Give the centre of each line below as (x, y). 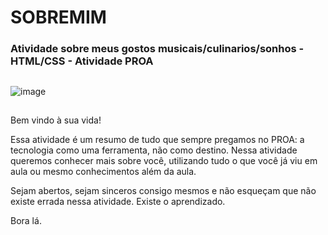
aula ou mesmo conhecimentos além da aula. (103, 171)
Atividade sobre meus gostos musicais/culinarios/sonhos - (157, 49)
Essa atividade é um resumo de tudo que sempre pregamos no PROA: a (157, 139)
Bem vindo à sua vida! (56, 120)
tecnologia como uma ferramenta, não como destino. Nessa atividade (154, 150)
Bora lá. (26, 220)
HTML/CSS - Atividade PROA (82, 61)
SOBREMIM (58, 17)
